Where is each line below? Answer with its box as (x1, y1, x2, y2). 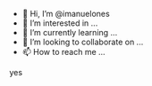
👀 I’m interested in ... (21, 18, 98, 28)
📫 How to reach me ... (21, 47, 106, 57)
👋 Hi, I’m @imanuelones (21, 9, 110, 19)
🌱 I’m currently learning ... (21, 27, 118, 37)
